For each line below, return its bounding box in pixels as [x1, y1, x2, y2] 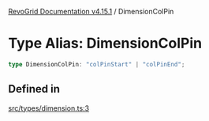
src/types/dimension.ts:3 [8, 103, 90, 113]
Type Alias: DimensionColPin [8, 35, 203, 52]
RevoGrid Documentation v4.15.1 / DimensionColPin [8, 7, 174, 16]
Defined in [8, 82, 61, 96]
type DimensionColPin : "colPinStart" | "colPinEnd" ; [8, 60, 185, 68]
